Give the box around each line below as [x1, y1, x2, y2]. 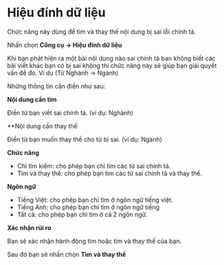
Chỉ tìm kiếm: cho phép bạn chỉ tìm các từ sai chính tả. [16, 161, 171, 170]
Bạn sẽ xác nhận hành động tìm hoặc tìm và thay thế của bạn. [7, 237, 182, 245]
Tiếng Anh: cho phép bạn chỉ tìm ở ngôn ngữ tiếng [16, 203, 160, 211]
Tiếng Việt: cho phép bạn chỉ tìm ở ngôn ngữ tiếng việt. [16, 196, 173, 204]
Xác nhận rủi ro [7, 223, 52, 231]
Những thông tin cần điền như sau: [7, 82, 106, 90]
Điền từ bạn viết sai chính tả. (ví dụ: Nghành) [7, 108, 134, 117]
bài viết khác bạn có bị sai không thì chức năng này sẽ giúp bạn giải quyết [7, 61, 217, 69]
